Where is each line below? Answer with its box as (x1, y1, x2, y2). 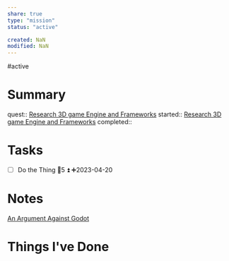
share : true (7, 10, 42, 18)
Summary (7, 87, 66, 103)
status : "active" (7, 23, 59, 30)
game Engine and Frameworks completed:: (7, 118, 132, 126)
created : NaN (7, 36, 46, 43)
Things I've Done (7, 239, 110, 255)
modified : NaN (7, 43, 49, 50)
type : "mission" (7, 17, 55, 24)
